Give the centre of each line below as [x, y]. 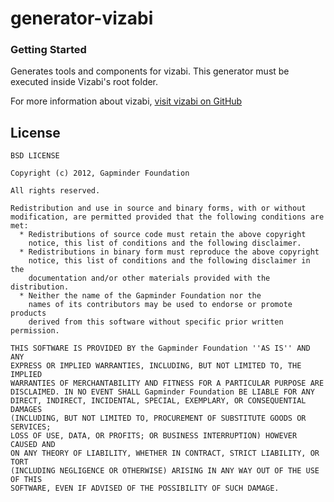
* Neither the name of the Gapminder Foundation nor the [140, 296]
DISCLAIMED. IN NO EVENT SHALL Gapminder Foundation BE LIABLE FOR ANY [162, 392]
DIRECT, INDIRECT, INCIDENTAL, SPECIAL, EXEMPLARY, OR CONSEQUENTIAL [158, 401]
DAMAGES [26, 410]
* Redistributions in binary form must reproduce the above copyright [169, 252]
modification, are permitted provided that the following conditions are [167, 217]
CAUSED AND [33, 445]
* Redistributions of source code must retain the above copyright [163, 235]
